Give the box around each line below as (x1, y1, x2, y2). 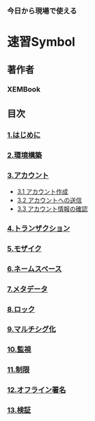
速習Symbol (7, 34, 76, 50)
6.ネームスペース (7, 264, 62, 274)
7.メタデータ (7, 284, 48, 294)
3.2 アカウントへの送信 (16, 196, 82, 204)
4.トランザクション (7, 223, 70, 233)
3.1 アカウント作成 (16, 187, 68, 196)
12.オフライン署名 (7, 385, 66, 395)
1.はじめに (7, 130, 41, 139)
